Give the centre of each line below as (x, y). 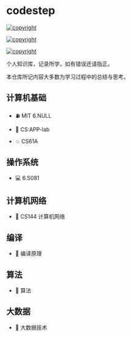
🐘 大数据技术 (31, 327)
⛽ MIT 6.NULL (33, 115)
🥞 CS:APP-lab (32, 129)
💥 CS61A (26, 141)
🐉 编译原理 (28, 253)
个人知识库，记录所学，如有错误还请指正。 (60, 63)
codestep (31, 11)
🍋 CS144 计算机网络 (40, 217)
